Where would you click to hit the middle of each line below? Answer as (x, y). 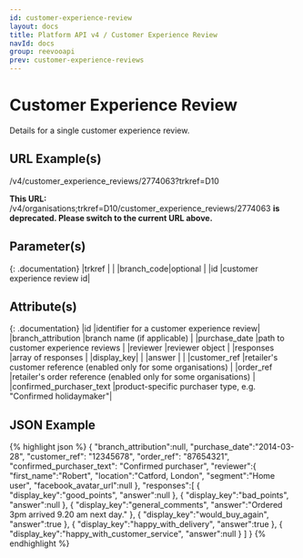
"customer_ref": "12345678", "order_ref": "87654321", (128, 457)
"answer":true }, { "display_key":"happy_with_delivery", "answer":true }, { (146, 524)
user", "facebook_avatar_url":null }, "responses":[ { (105, 486)
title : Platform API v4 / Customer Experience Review (114, 35)
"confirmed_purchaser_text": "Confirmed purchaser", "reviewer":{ (133, 466)
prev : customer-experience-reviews (77, 60)
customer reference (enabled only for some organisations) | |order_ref (141, 367)
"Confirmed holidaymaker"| (61, 396)
